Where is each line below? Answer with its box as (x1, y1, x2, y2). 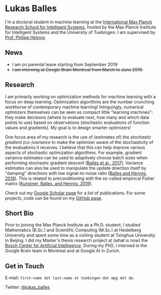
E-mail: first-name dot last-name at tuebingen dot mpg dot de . (5, 275, 135, 281)
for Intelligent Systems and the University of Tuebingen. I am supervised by (5, 29, 156, 35)
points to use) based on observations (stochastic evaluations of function (5, 120, 150, 125)
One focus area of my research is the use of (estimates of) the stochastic (5, 134, 151, 140)
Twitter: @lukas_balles (5, 284, 50, 290)
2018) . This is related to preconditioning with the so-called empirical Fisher (5, 175, 155, 181)
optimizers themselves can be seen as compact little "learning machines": (5, 109, 153, 115)
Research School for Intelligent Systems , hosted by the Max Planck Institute (5, 24, 156, 30)
